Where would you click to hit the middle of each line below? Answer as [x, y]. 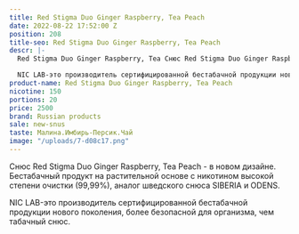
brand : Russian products [55, 117]
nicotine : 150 [36, 91]
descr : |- [28, 51]
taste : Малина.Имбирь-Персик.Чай [71, 133]
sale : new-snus [37, 125]
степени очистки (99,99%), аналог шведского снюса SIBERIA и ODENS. [145, 185]
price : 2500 [31, 108]
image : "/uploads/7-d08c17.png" [69, 141]
